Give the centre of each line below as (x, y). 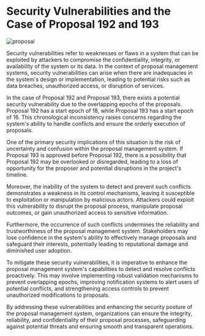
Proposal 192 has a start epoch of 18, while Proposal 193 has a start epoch (100, 110)
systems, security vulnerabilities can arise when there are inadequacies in (99, 72)
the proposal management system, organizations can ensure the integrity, (99, 313)
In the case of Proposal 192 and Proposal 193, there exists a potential (93, 97)
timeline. (17, 174)
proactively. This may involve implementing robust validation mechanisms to (102, 275)
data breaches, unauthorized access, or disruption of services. (86, 86)
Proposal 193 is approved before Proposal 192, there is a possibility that (96, 155)
